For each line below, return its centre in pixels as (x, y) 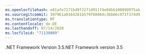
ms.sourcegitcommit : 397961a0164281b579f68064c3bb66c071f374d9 (73, 14)
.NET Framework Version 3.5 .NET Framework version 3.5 (64, 47)
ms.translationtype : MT (30, 19)
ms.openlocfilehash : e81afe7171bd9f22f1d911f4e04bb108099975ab (73, 10)
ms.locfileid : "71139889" (32, 33)
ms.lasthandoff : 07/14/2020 (35, 28)
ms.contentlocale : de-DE (31, 24)
